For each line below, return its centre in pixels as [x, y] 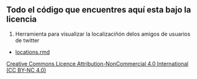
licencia [22, 20]
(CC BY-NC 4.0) [26, 70]
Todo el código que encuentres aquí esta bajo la [99, 10]
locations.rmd [32, 52]
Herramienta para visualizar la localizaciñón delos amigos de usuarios [102, 34]
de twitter [27, 40]
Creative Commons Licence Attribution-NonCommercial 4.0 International [97, 63]
